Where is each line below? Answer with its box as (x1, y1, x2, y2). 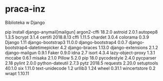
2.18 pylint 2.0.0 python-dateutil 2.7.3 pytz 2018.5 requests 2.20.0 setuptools (5, 60, 158, 66)
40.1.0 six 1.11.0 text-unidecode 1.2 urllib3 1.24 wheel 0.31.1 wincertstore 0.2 (5, 65, 156, 71)
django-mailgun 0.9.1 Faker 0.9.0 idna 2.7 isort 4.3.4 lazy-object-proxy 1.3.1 (5, 50, 155, 56)
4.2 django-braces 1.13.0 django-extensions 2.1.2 (60, 44, 158, 50)
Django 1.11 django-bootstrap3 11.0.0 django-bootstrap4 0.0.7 (5, 39, 128, 45)
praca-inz (5, 3, 46, 15)
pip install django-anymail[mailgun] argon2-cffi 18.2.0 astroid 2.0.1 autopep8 (5, 29, 158, 35)
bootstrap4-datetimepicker (5, 44, 59, 50)
